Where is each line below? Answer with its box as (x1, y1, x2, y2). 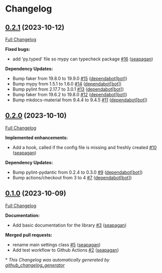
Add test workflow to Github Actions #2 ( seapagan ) (12, 247, 119, 253)
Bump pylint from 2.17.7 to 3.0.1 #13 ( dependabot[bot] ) (12, 86, 124, 92)
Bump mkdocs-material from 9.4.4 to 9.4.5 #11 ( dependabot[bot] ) (12, 97, 148, 103)
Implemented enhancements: (5, 134, 68, 141)
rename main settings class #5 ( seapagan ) (12, 241, 101, 247)
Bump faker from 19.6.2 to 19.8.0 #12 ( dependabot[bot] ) (12, 92, 127, 97)
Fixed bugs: (5, 46, 31, 52)
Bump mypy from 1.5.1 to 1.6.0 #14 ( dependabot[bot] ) (12, 81, 122, 87)
